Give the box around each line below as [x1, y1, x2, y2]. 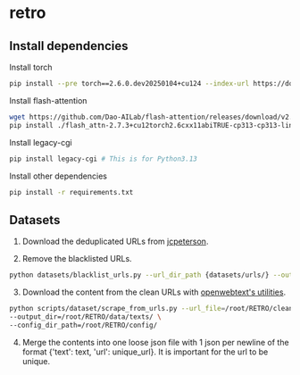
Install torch [9, 62, 53, 72]
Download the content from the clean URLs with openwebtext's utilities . [21, 287, 287, 297]
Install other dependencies [9, 171, 107, 181]
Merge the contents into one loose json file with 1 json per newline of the [21, 337, 289, 347]
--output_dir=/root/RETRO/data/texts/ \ [9, 312, 162, 321]
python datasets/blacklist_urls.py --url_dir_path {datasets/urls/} [9, 271, 270, 279]
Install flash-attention [9, 95, 87, 105]
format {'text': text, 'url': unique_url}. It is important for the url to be [21, 346, 269, 357]
